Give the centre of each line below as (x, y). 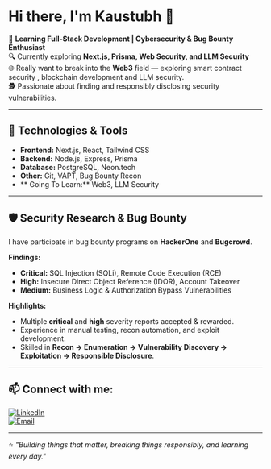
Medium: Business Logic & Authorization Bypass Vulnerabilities (126, 290)
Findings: (25, 257)
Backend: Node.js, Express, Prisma (79, 158)
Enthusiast (27, 47)
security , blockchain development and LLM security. (96, 77)
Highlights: (27, 305)
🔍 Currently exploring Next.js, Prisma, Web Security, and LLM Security (129, 56)
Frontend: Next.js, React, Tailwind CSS (85, 150)
